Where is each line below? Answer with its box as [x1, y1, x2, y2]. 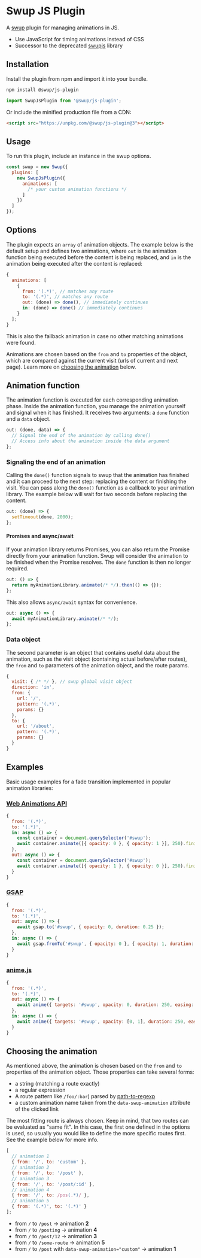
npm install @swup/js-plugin [6, 87, 79, 93]
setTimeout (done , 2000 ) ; [11, 514, 74, 520]
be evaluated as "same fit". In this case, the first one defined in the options [6, 1123, 190, 1131]
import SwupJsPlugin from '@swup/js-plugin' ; [6, 98, 121, 104]
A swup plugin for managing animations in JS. [6, 24, 120, 31]
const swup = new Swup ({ [6, 164, 68, 170]
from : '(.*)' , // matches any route [22, 288, 114, 294]
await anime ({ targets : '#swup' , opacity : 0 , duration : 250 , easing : [17, 1002, 194, 1008]
